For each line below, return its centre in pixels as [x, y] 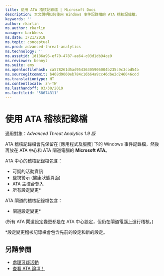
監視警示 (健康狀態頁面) [36, 178]
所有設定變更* [27, 190]
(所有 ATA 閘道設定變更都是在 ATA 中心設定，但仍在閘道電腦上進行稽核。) [79, 222]
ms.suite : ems [20, 65]
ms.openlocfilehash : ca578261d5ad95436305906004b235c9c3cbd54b [72, 70]
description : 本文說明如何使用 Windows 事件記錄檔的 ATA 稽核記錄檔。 [72, 14]
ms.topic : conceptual [28, 42]
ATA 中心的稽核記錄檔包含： [34, 161]
